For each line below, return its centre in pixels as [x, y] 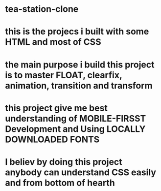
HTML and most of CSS [53, 42]
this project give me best [56, 108]
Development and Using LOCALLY [75, 129]
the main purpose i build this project [80, 64]
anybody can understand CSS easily [81, 172]
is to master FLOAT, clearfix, [64, 75]
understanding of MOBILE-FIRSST [76, 118]
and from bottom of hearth [60, 183]
